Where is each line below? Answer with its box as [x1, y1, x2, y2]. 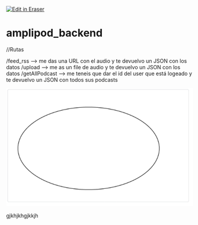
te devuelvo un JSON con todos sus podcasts [6, 76, 118, 83]
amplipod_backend [6, 27, 103, 40]
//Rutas [6, 46, 24, 53]
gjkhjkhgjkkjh [6, 212, 39, 219]
